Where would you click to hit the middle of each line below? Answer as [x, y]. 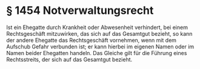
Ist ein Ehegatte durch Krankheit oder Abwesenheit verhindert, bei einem [97, 27]
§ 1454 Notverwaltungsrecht [80, 11]
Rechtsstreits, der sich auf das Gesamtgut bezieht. [69, 59]
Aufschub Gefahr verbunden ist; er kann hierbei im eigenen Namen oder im [100, 47]
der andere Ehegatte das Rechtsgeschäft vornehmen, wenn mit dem [92, 40]
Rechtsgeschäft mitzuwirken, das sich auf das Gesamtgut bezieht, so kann [99, 33]
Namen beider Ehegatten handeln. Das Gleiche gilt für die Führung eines [97, 53]
